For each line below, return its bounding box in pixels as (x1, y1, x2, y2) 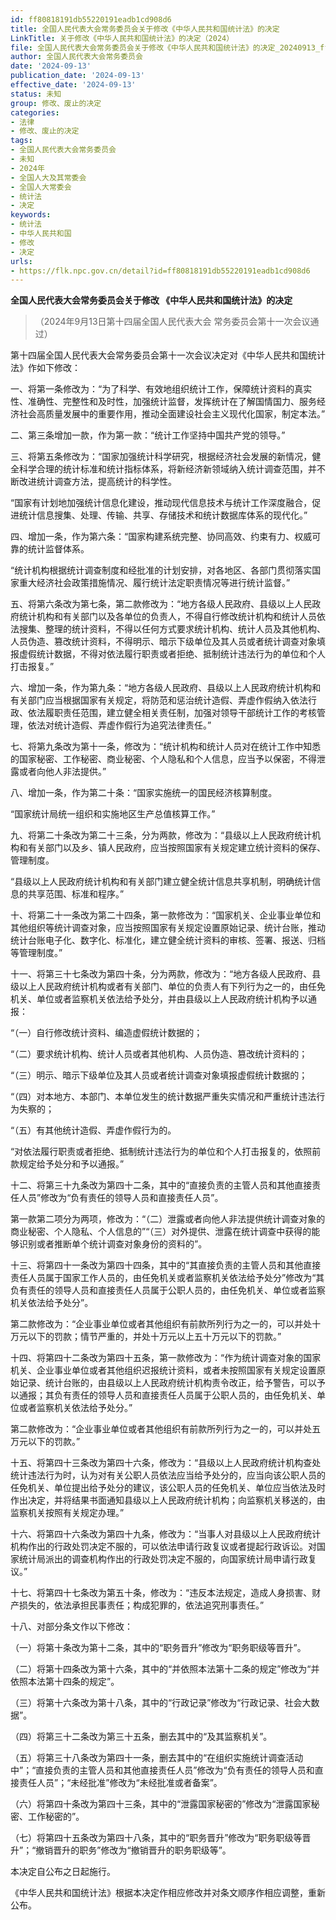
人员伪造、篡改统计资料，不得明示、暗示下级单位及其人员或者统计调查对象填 (10, 636, 326, 648)
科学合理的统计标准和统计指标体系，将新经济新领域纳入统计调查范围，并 (18, 463, 317, 475)
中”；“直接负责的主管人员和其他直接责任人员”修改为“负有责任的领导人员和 (10, 1764, 315, 1776)
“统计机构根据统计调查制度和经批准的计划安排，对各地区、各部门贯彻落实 (10, 564, 313, 576)
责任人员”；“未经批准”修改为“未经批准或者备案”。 (18, 1777, 223, 1789)
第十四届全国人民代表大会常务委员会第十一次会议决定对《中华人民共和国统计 (10, 349, 326, 361)
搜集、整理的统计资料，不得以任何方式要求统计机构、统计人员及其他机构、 (18, 623, 326, 635)
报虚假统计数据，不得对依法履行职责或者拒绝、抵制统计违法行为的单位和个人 (10, 648, 326, 660)
